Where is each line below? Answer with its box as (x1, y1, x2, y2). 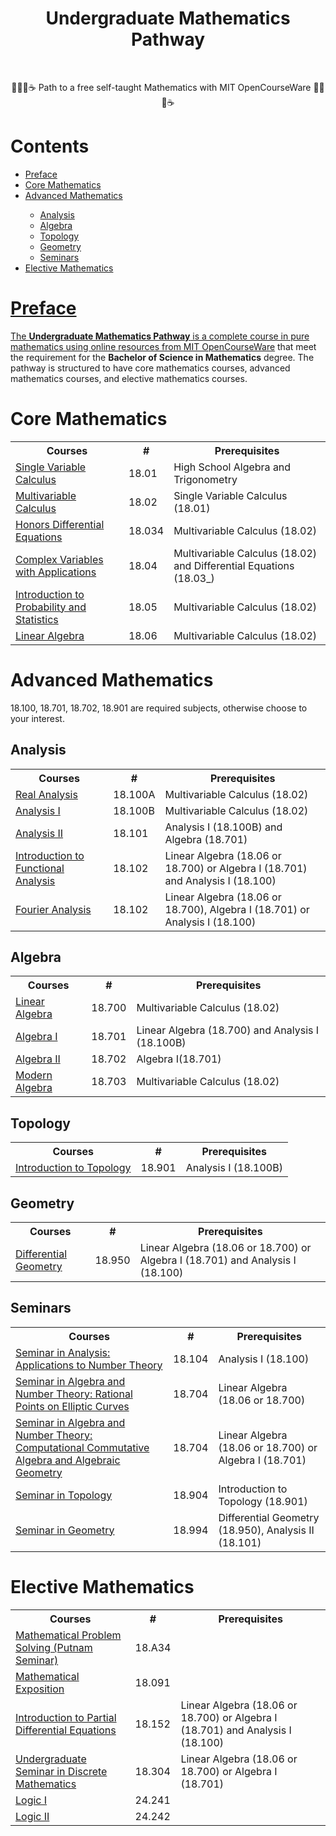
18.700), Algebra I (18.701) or (164, 902, 310, 916)
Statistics (15, 612, 59, 626)
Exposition (15, 1682, 65, 1696)
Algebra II (15, 1052, 61, 1066)
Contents (10, 135, 90, 158)
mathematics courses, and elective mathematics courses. (10, 372, 248, 384)
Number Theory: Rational (15, 1387, 133, 1401)
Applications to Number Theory (15, 1358, 163, 1372)
